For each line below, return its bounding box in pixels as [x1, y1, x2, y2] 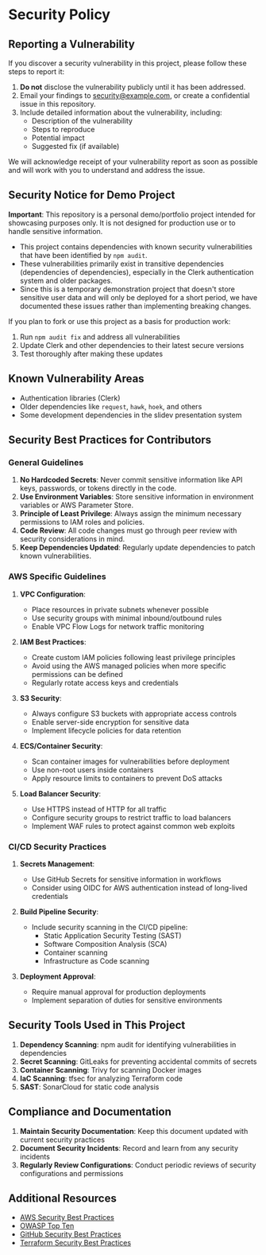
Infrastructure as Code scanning [43, 956, 149, 965]
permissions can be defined [31, 669, 123, 678]
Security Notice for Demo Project [8, 189, 175, 202]
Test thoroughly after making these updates [19, 349, 164, 358]
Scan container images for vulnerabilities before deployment [31, 757, 230, 766]
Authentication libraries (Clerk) [19, 393, 121, 403]
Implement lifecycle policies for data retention [31, 725, 182, 735]
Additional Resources [8, 1191, 117, 1205]
